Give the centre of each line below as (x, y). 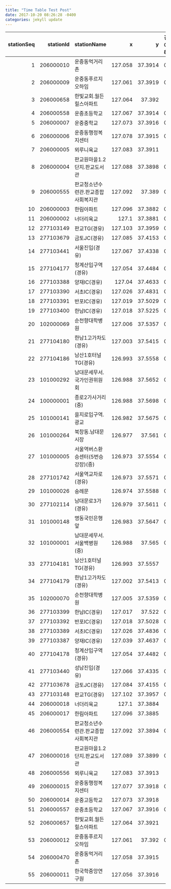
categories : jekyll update (34, 19)
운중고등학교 (89, 800)
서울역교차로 (89, 474)
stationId (59, 45)
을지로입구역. (89, 415)
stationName (91, 45)
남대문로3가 (88, 501)
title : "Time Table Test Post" (38, 10)
